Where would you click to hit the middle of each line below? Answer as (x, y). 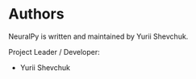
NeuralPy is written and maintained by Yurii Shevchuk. (98, 36)
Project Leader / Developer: (54, 52)
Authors (36, 14)
